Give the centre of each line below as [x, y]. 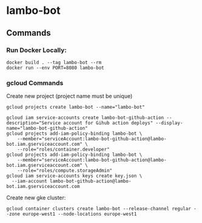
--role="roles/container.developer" [64, 150]
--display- [169, 123]
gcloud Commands [35, 83]
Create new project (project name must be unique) [69, 96]
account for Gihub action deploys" [108, 123]
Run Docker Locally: [36, 50]
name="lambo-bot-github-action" [47, 128]
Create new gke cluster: [36, 198]
